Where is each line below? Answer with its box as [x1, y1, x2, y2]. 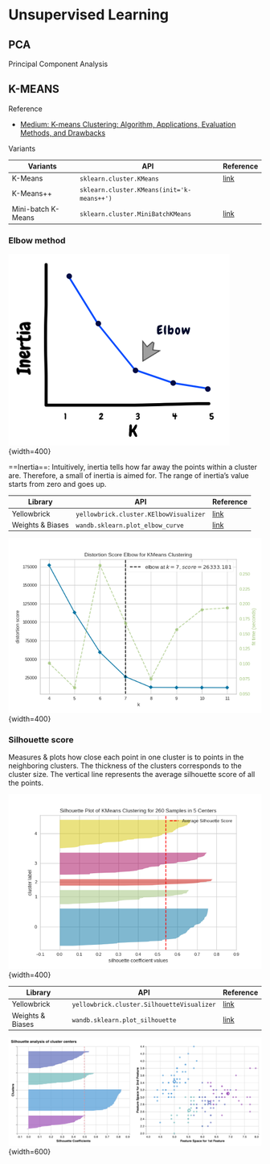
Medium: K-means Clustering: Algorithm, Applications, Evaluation [19, 119, 236, 129]
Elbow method [8, 235, 66, 247]
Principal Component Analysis [8, 59, 108, 69]
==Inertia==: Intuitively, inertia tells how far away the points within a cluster [8, 462, 258, 472]
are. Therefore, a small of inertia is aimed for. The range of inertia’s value [8, 470, 249, 480]
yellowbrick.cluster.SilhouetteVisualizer [72, 1001, 217, 1009]
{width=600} [8, 1147, 51, 1157]
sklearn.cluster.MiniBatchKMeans [80, 210, 191, 218]
